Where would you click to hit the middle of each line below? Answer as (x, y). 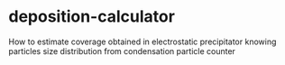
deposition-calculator (92, 17)
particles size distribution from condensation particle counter (122, 51)
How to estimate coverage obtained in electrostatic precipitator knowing (142, 42)
